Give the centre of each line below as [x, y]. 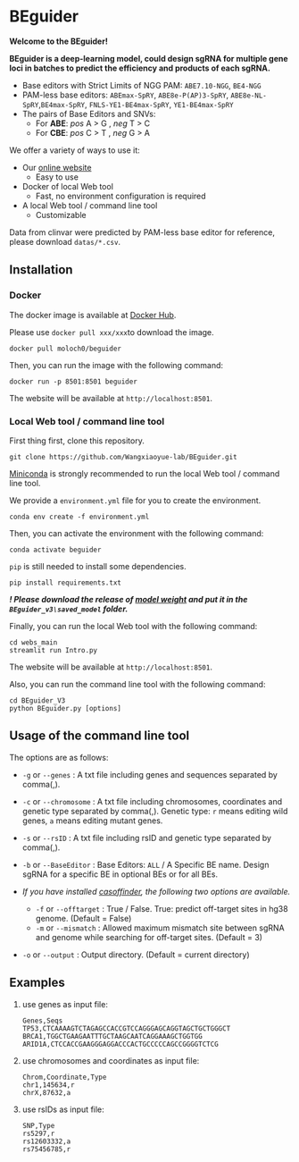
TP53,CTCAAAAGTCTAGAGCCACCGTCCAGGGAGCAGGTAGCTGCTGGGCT [126, 1028]
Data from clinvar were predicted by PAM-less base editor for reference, [142, 232]
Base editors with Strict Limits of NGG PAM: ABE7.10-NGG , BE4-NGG [141, 85]
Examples [37, 983]
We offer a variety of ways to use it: [75, 150]
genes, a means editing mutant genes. [92, 821]
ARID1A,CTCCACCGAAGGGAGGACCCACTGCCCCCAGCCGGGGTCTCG [120, 1044]
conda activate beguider [55, 550]
